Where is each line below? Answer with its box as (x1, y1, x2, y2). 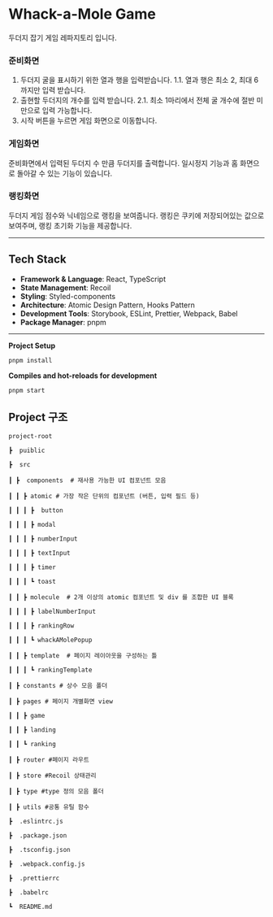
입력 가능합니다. (41, 106, 93, 115)
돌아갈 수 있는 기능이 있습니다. (16, 168, 113, 178)
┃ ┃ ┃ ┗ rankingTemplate (8, 666, 93, 675)
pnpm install (8, 356, 53, 364)
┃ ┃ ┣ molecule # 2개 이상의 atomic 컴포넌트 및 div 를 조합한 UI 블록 (8, 593, 234, 602)
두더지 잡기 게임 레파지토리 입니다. (8, 33, 117, 42)
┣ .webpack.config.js (8, 860, 85, 868)
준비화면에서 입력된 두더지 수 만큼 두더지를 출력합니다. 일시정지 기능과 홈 (8, 158, 238, 167)
